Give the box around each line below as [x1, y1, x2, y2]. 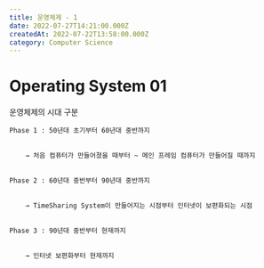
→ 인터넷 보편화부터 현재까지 [25, 251, 115, 261]
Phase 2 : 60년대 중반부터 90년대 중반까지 [9, 176, 150, 185]
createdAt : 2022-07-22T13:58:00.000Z [9, 29, 149, 38]
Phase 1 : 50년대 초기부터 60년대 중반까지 [9, 126, 150, 135]
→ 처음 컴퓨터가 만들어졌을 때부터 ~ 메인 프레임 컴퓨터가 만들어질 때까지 [25, 151, 256, 160]
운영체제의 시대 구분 [9, 107, 78, 118]
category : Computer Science [9, 37, 114, 47]
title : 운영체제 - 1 [9, 12, 78, 22]
